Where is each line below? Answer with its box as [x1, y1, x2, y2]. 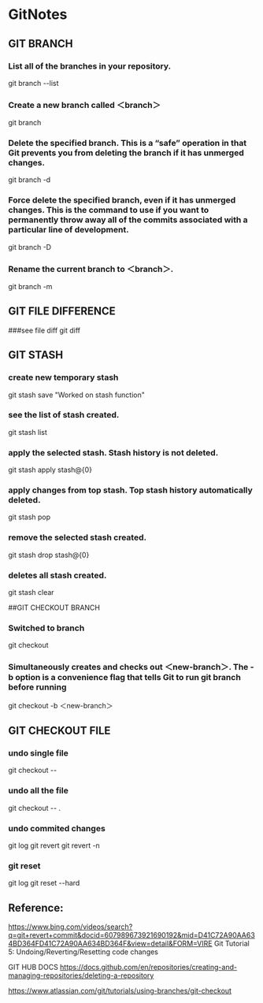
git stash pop [8, 512, 51, 522]
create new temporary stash [8, 372, 119, 383]
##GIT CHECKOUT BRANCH [8, 603, 101, 612]
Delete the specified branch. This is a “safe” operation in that [8, 138, 246, 149]
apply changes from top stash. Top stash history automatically [8, 485, 254, 496]
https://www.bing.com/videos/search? [8, 922, 133, 931]
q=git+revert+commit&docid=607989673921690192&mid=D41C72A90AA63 [8, 931, 256, 940]
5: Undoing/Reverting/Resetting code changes [8, 947, 159, 957]
